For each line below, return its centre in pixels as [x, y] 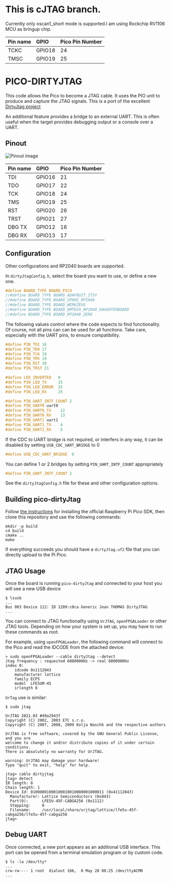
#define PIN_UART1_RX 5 [34, 429]
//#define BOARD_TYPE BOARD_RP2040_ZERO [49, 314]
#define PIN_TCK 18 [26, 354]
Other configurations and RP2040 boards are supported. [65, 266]
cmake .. [15, 535]
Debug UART [26, 835]
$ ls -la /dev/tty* [26, 862]
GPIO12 [46, 227]
